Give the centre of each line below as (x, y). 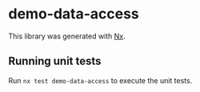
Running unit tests (55, 61)
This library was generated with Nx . (67, 36)
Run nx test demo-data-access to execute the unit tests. (100, 80)
